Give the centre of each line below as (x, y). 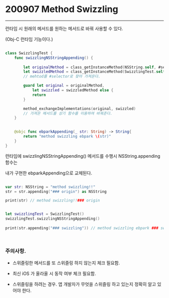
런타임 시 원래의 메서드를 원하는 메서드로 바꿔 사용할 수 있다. (64, 28)
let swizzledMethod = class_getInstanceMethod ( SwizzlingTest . (90, 72)
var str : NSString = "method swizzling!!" (50, 187)
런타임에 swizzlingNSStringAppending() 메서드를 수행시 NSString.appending (83, 156)
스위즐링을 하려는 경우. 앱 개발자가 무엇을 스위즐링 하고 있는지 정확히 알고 (84, 284)
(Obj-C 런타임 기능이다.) (29, 39)
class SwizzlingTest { (29, 53)
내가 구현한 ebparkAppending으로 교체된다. (49, 173)
